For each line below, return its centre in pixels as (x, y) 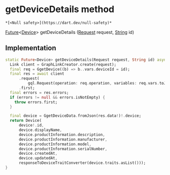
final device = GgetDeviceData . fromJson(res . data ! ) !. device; (76, 116)
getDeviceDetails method (60, 9)
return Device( (26, 121)
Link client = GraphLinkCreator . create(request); (63, 64)
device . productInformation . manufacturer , (63, 139)
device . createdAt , (38, 154)
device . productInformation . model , (55, 144)
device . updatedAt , (38, 158)
